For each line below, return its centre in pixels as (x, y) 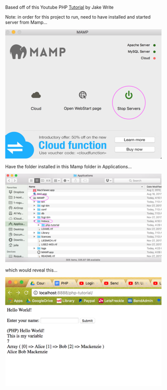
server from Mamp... (26, 22)
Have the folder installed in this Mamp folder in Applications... (68, 167)
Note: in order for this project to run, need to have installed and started (78, 17)
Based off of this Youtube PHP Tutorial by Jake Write (59, 7)
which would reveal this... (31, 270)
